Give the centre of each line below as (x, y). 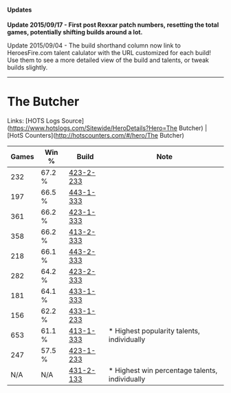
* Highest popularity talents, (155, 331)
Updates (20, 10)
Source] (73, 121)
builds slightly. (27, 67)
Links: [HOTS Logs (34, 121)
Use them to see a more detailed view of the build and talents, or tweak (108, 60)
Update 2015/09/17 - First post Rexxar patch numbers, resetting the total (113, 25)
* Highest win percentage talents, (163, 370)
